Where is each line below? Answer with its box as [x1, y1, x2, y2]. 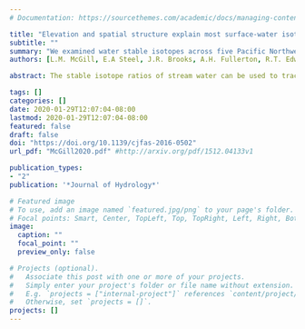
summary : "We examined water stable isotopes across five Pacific [9, 46, 266, 55]
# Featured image [9, 196, 75, 205]
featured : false [9, 122, 71, 131]
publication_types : [9, 164, 84, 173]
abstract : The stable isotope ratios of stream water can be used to [9, 72, 279, 81]
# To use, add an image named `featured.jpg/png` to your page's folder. [9, 205, 295, 214]
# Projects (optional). [9, 264, 100, 273]
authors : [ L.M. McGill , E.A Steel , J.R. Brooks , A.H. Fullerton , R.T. [9, 55, 282, 65]
